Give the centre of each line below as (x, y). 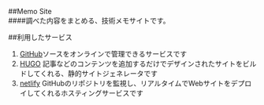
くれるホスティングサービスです (92, 93)
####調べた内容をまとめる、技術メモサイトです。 (89, 20)
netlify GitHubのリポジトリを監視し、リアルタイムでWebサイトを (125, 83)
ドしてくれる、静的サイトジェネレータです (88, 73)
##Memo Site (30, 11)
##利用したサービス (40, 37)
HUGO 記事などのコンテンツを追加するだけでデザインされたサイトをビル (138, 63)
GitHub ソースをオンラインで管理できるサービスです (103, 54)
